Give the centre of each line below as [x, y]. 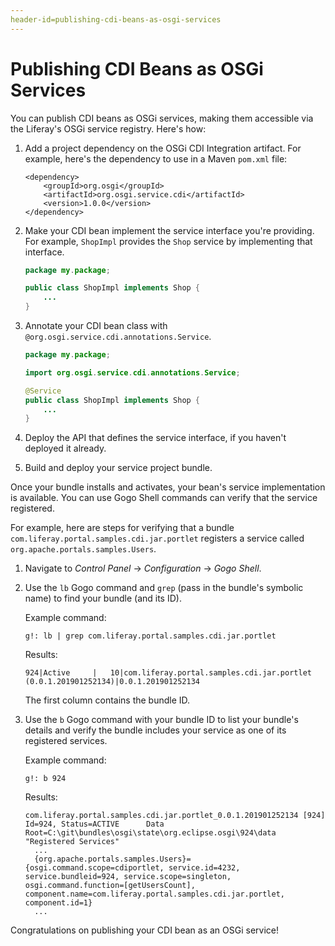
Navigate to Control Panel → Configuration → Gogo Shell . [143, 568]
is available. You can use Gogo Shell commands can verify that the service [164, 498]
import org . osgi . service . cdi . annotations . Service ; [132, 372]
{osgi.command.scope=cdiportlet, [94, 868]
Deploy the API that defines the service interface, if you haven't [155, 438]
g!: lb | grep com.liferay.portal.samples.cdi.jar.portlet [150, 636]
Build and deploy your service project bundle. [118, 468]
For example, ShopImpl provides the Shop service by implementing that [168, 241]
